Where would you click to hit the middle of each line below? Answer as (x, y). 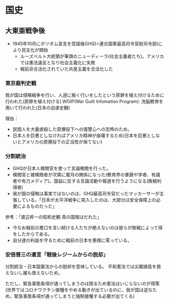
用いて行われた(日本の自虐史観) (38, 108)
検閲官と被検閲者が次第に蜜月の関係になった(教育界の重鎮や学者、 (82, 174)
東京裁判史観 (21, 83)
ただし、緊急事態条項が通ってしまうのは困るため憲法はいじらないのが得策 (82, 283)
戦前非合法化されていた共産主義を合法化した (67, 69)
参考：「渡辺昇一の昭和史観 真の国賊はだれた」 (53, 217)
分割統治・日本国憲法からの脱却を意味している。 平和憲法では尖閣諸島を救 (83, 266)
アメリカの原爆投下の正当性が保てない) (62, 142)
